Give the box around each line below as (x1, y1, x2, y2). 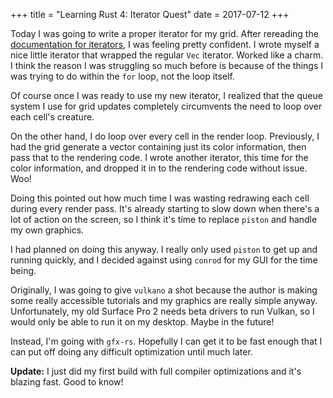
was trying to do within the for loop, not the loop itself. (10, 70, 235, 82)
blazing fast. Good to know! (10, 376, 124, 388)
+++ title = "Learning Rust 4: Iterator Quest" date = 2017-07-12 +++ (10, 9, 290, 20)
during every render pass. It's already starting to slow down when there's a (10, 203, 320, 214)
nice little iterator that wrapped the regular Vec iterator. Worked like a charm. (10, 49, 324, 61)
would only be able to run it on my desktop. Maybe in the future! (10, 316, 275, 328)
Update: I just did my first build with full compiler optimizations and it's (10, 365, 302, 377)
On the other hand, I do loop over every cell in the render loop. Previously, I (10, 130, 320, 142)
